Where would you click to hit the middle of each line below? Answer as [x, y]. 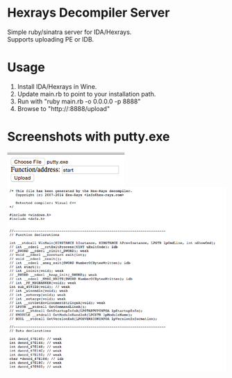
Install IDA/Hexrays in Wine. [57, 86]
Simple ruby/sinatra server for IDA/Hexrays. [69, 32]
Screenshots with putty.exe [89, 137]
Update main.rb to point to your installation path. [86, 94]
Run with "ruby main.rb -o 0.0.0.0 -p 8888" [79, 101]
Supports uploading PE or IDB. [51, 39]
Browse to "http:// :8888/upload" [63, 108]
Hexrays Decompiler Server [89, 13]
